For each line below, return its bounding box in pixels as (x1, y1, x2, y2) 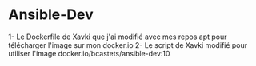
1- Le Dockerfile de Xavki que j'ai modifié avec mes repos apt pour (8, 32, 227, 41)
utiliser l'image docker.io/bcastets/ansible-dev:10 (8, 49, 170, 58)
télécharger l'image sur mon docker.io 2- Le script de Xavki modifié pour (8, 40, 248, 49)
